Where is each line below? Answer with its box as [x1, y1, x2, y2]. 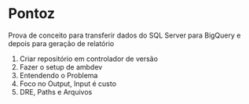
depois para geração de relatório [8, 38, 115, 48]
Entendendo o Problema [19, 70, 98, 80]
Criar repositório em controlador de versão [19, 54, 159, 63]
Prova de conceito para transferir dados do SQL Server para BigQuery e [8, 30, 241, 40]
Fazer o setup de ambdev [19, 62, 103, 71]
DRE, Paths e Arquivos [19, 87, 93, 96]
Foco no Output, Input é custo [19, 79, 116, 88]
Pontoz [8, 5, 56, 23]
